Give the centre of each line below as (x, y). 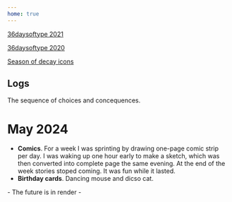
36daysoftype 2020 (36, 47)
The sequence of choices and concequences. (74, 100)
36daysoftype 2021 (35, 34)
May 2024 (38, 129)
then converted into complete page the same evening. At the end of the (121, 164)
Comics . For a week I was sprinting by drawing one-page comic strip (118, 148)
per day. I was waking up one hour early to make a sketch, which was (118, 156)
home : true (23, 14)
